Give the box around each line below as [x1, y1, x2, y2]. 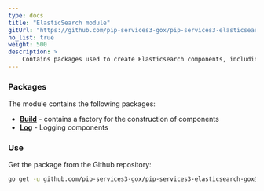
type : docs [8, 11, 44, 20]
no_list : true [8, 33, 55, 42]
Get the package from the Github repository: [8, 160, 152, 170]
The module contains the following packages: [8, 99, 156, 108]
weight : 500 [8, 41, 47, 49]
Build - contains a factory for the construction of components [19, 115, 220, 124]
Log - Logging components [19, 123, 108, 132]
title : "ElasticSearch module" [8, 19, 111, 27]
